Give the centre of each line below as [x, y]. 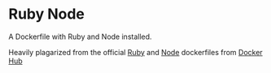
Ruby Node [47, 14]
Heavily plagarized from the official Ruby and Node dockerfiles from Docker [135, 52]
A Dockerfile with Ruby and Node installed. [80, 36]
